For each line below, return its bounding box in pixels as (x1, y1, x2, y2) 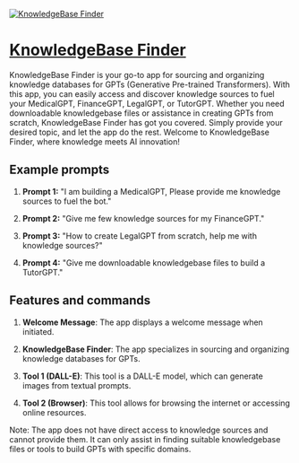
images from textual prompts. (21, 380, 132, 390)
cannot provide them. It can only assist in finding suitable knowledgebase (9, 433, 281, 444)
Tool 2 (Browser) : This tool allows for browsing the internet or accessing (21, 397, 291, 408)
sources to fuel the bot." (21, 196, 112, 206)
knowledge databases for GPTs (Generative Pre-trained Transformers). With (9, 79, 291, 90)
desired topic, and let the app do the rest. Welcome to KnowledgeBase (9, 127, 270, 137)
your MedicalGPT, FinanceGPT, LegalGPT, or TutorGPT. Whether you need (9, 98, 285, 109)
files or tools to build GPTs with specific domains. (9, 443, 192, 454)
